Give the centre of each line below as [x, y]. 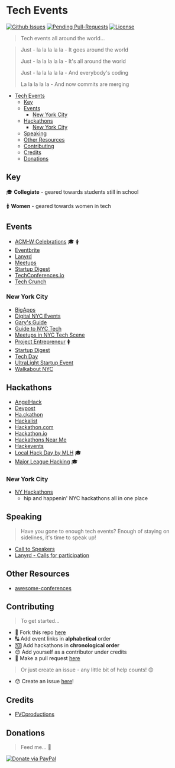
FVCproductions [35, 714]
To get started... [40, 621]
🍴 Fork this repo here [40, 632]
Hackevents [29, 446]
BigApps [25, 309]
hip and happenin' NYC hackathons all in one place [86, 498]
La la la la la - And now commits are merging [75, 84]
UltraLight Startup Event [44, 363]
